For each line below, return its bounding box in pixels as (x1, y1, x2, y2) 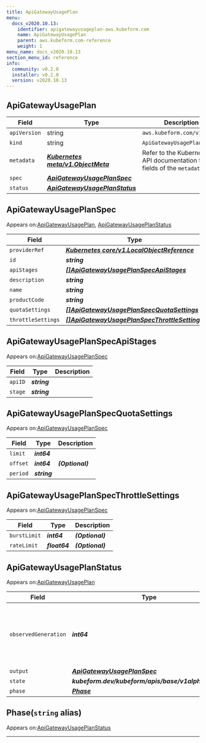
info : (6, 60, 20, 66)
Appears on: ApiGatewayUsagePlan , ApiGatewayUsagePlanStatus (6, 221, 172, 228)
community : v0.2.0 (12, 66, 59, 72)
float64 (47, 541, 69, 550)
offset (9, 460, 29, 467)
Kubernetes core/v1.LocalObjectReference (65, 246, 194, 254)
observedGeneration (9, 631, 66, 638)
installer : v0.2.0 (12, 72, 59, 78)
